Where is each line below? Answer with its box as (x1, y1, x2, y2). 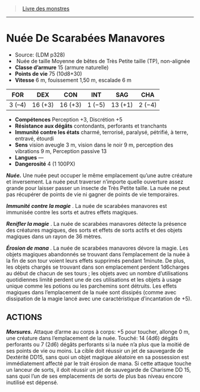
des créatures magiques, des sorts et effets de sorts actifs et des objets (6, 226, 183, 234)
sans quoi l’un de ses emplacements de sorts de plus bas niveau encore (6, 372, 183, 379)
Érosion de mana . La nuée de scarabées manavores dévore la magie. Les (6, 244, 189, 251)
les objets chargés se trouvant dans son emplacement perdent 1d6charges (6, 263, 189, 270)
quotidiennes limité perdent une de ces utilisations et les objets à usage (6, 276, 182, 283)
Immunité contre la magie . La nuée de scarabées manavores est (6, 202, 167, 209)
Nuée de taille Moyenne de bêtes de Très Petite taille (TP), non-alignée (16, 57, 190, 64)
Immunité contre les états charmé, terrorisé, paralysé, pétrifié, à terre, (14, 128, 189, 136)
